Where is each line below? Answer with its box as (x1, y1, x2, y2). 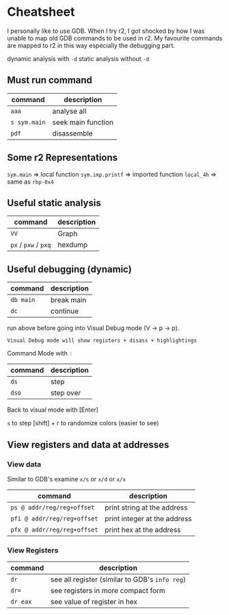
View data (7, 460, 42, 469)
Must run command (7, 75, 92, 86)
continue (50, 306, 79, 316)
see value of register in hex (50, 597, 138, 607)
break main (50, 295, 87, 305)
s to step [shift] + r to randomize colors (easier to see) (7, 419, 159, 427)
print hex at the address (105, 525, 181, 534)
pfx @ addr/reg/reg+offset (10, 525, 98, 534)
